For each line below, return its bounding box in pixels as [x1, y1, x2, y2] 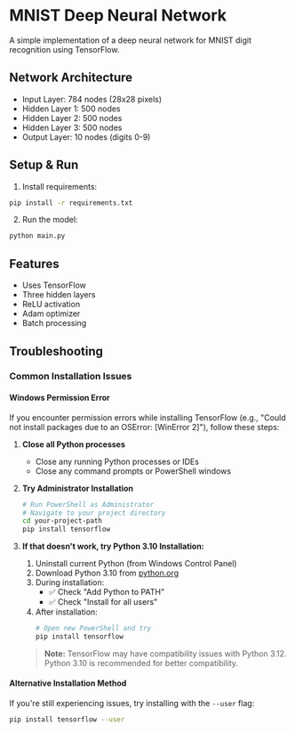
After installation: [35, 607, 98, 617]
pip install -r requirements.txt [9, 198, 133, 208]
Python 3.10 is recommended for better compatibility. [44, 657, 238, 668]
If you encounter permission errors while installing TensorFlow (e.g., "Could [9, 411, 286, 423]
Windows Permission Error [9, 393, 111, 403]
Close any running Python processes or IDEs [35, 456, 200, 467]
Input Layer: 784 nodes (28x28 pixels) [21, 94, 163, 104]
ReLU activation [21, 299, 81, 310]
